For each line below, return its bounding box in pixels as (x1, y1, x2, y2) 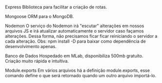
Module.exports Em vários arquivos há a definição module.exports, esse (5, 67, 150, 73)
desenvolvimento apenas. (5, 44, 57, 49)
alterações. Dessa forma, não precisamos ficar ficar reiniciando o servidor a (5, 33, 158, 39)
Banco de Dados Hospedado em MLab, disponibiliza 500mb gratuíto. (5, 53, 144, 59)
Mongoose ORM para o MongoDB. (5, 14, 74, 19)
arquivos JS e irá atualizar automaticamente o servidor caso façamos (5, 28, 144, 33)
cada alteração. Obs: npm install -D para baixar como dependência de (5, 38, 146, 44)
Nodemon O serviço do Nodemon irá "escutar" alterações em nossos (5, 23, 144, 29)
